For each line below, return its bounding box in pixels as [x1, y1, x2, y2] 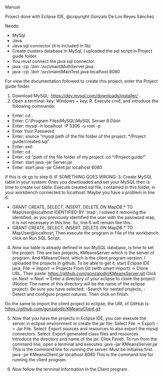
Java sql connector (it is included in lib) [12, 43, 91, 48]
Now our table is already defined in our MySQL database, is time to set [12, 245, 154, 250]
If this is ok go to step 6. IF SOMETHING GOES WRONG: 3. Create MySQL [5, 174, 152, 179]
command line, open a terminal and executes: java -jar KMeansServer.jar [12, 341, 158, 347]
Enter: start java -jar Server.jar [12, 159, 73, 165]
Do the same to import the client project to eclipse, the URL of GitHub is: [5, 301, 150, 306]
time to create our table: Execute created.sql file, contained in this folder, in [5, 184, 156, 190]
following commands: [12, 103, 55, 109]
